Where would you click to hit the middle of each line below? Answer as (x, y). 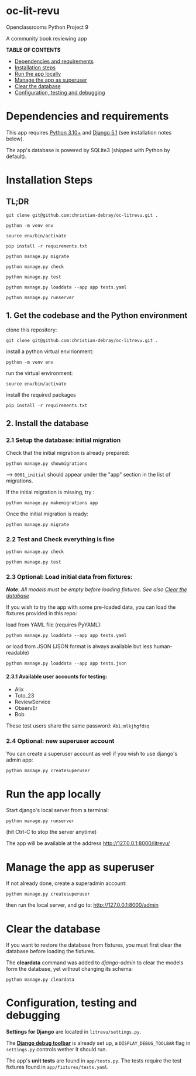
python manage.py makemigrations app (52, 503)
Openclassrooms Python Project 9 (47, 27)
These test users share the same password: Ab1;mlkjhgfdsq (78, 726)
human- (163, 646)
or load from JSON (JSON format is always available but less (79, 646)
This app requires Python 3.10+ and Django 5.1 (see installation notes (89, 132)
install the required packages (41, 394)
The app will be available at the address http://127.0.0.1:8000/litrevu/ (88, 843)
